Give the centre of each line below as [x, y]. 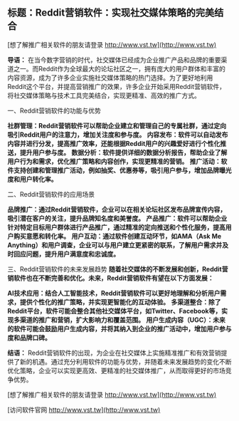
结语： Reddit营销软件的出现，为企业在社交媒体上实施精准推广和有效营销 [115, 353]
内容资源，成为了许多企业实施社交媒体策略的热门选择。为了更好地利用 [110, 78]
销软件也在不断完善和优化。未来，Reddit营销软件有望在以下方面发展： [111, 278]
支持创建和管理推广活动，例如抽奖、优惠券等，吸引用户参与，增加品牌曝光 [122, 170]
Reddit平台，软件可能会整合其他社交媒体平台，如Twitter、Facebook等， [115, 311]
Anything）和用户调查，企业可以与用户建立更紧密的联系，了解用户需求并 [115, 245]
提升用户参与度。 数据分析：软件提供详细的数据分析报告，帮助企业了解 [123, 152]
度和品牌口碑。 [29, 338]
